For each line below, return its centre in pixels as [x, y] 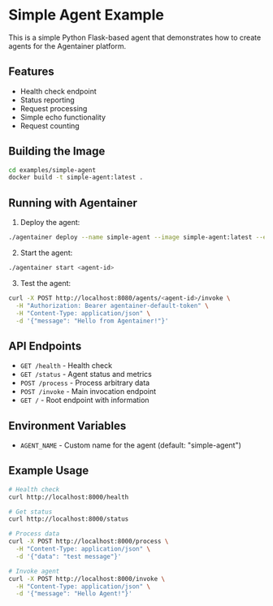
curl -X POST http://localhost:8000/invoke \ [87, 578]
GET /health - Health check [66, 366]
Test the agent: [45, 283]
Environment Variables [67, 425]
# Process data [34, 534]
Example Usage [49, 471]
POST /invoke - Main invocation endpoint [88, 392]
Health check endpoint [58, 91]
